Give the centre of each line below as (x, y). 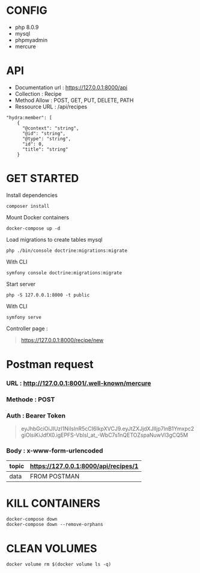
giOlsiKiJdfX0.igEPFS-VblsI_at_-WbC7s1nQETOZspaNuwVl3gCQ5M (104, 435)
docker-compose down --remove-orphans (55, 525)
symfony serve (24, 317)
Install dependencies (32, 195)
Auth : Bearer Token (36, 415)
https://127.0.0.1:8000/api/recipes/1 (84, 466)
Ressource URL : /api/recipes (51, 107)
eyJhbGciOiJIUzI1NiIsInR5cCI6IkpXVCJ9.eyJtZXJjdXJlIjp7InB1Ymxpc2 (108, 429)
